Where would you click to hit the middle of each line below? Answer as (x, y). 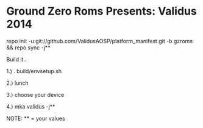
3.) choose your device (35, 94)
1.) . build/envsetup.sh (34, 71)
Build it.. (16, 59)
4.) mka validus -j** (31, 106)
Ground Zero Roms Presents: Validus (101, 11)
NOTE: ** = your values (36, 118)
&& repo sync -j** (28, 48)
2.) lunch (17, 83)
